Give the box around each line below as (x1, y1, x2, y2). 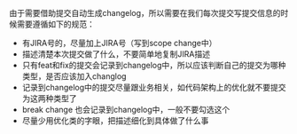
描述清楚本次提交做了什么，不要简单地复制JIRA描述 (21, 49, 211, 59)
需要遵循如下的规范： (16, 19, 95, 29)
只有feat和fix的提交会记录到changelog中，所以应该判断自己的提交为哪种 (21, 60, 286, 70)
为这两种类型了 (21, 93, 77, 104)
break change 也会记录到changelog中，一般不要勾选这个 (21, 105, 231, 114)
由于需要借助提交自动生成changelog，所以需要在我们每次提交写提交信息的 (9, 8, 281, 18)
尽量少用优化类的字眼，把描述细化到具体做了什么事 (21, 115, 209, 126)
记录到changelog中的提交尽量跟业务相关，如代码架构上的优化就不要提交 (21, 83, 286, 92)
